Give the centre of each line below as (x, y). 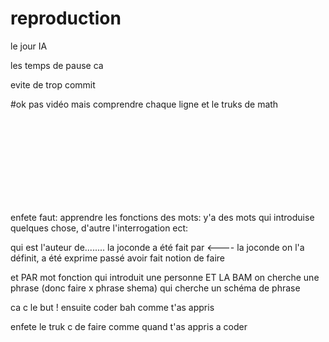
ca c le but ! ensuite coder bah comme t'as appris (112, 307)
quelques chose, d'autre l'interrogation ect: (99, 228)
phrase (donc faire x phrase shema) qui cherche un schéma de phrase (155, 288)
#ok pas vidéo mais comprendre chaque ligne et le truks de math (144, 104)
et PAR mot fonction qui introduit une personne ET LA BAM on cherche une (165, 277)
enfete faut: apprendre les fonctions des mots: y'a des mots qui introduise (162, 217)
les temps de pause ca (57, 65)
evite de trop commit (53, 84)
